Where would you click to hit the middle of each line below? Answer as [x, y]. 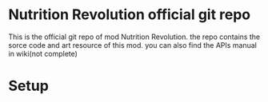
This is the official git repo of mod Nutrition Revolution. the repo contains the [134, 37]
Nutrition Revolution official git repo [130, 15]
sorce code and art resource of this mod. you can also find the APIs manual [133, 45]
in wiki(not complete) [43, 53]
